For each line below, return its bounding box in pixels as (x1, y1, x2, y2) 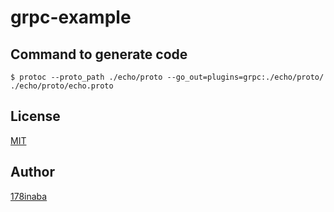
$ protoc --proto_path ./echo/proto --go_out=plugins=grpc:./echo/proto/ (10, 72, 325, 82)
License (10, 108, 61, 125)
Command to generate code (10, 46, 188, 63)
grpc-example (10, 6, 132, 29)
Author (10, 164, 55, 181)
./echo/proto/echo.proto (10, 81, 114, 91)
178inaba (10, 190, 48, 202)
